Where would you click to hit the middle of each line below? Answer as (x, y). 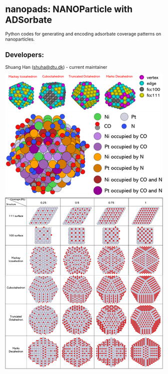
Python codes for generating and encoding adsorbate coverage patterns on (83, 34)
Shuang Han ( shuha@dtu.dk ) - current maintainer (56, 67)
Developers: (24, 55)
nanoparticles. (20, 39)
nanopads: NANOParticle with (69, 9)
